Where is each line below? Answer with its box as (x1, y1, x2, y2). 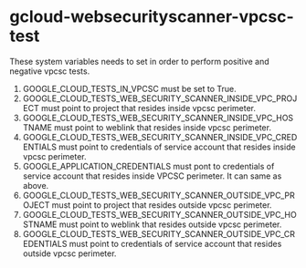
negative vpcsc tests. (9, 66, 90, 77)
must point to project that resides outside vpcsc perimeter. (51, 199, 272, 211)
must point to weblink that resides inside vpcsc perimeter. (54, 121, 272, 133)
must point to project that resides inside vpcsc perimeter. (40, 102, 257, 113)
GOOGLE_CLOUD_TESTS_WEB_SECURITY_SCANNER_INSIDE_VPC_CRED (22, 131, 298, 142)
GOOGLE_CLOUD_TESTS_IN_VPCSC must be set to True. (22, 83, 237, 94)
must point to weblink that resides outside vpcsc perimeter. (58, 219, 282, 230)
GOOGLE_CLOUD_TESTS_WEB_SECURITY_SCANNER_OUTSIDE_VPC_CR (22, 228, 295, 239)
